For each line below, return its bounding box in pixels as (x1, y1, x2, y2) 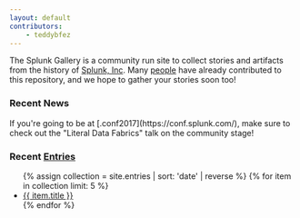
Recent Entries (9, 150, 75, 163)
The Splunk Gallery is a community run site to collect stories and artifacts (9, 55, 284, 66)
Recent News (9, 97, 70, 110)
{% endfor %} (22, 199, 75, 210)
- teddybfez (25, 30, 71, 39)
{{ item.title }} (22, 190, 74, 201)
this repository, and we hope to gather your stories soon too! (9, 74, 236, 85)
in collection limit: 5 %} (22, 180, 109, 191)
